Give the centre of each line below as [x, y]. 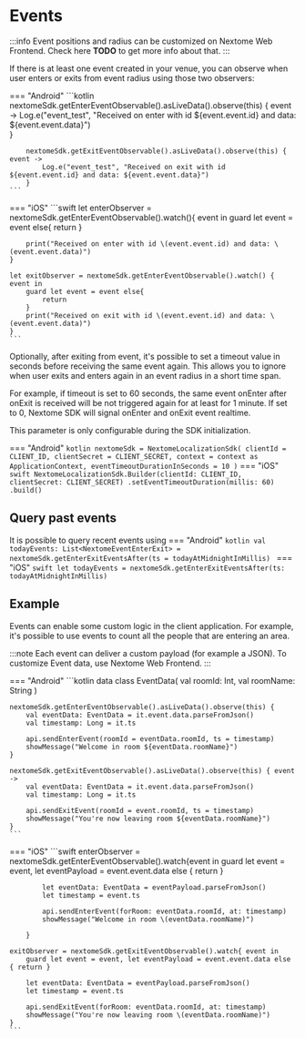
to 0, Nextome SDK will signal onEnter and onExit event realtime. [130, 412]
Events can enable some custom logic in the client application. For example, [152, 626]
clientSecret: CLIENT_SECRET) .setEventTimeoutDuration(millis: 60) [142, 482]
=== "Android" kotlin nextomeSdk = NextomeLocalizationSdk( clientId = [148, 448]
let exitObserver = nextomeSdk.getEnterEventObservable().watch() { [142, 275]
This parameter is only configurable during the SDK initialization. [130, 430]
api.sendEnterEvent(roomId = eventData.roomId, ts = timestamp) [150, 738]
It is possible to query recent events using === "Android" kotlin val [138, 540]
